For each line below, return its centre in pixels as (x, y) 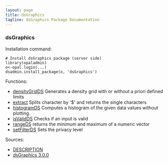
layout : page (19, 10)
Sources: (15, 139)
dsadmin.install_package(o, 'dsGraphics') (51, 72)
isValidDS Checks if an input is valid (50, 118)
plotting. (22, 113)
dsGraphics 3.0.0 (31, 155)
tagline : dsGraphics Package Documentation (52, 20)
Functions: (16, 81)
